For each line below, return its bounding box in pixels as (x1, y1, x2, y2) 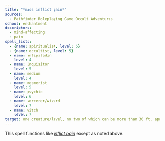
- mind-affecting (9, 30, 45, 35)
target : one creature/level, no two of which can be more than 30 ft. (5, 116, 153, 122)
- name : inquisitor (9, 62, 50, 67)
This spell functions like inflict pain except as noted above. (5, 130, 124, 136)
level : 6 (14, 94, 32, 99)
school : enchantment (5, 21, 48, 26)
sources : (5, 12, 23, 17)
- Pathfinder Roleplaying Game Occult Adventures (9, 16, 113, 21)
